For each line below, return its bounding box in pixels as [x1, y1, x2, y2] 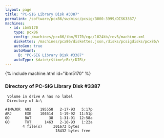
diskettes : [14, 39, 36, 44]
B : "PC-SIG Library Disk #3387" [18, 52, 84, 58]
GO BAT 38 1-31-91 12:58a [5, 115, 93, 120]
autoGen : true [14, 44, 42, 48]
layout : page [5, 7, 32, 12]
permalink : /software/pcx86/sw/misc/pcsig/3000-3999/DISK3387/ [5, 16, 137, 21]
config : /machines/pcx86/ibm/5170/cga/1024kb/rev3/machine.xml [14, 35, 145, 40]
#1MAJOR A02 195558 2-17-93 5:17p [5, 107, 93, 112]
